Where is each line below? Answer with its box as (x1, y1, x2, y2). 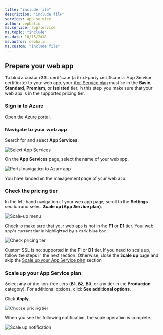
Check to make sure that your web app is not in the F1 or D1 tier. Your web (5, 223, 154, 229)
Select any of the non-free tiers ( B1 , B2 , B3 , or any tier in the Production (5, 281, 151, 287)
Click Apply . (5, 295, 30, 302)
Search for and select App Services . (5, 137, 79, 143)
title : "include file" (5, 7, 51, 12)
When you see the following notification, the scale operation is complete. (5, 314, 152, 320)
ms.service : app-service (5, 26, 56, 30)
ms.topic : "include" (5, 30, 47, 35)
